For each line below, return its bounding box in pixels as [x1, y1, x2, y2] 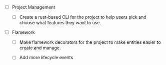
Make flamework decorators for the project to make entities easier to [19, 39, 161, 45]
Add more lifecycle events [19, 55, 73, 61]
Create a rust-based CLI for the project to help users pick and [19, 14, 146, 20]
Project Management [11, 4, 55, 10]
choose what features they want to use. [19, 20, 101, 26]
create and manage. [19, 45, 61, 51]
